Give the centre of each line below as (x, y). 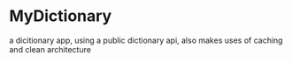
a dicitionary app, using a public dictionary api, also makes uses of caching (146, 40)
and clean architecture (50, 49)
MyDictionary (61, 16)
